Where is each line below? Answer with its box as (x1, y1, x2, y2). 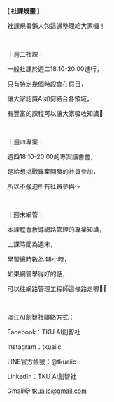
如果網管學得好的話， (7, 270, 69, 278)
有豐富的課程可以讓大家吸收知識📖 (7, 110, 104, 117)
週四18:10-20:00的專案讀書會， (7, 153, 97, 161)
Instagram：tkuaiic (7, 343, 62, 351)
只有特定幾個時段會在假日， (7, 80, 87, 88)
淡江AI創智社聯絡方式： (7, 313, 75, 321)
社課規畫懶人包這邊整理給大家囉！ (7, 22, 106, 30)
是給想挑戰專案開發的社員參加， (7, 167, 99, 175)
